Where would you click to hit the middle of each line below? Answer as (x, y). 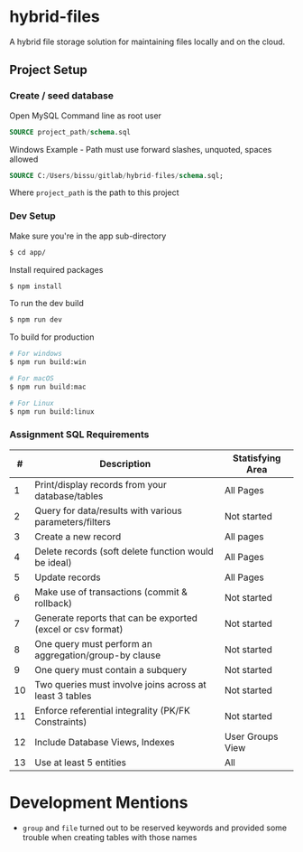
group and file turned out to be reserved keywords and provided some (154, 828)
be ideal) (53, 562)
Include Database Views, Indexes (105, 742)
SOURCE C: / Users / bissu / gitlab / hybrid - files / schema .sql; (116, 175)
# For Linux (32, 403)
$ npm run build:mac (48, 387)
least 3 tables (63, 696)
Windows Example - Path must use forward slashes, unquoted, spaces (141, 149)
